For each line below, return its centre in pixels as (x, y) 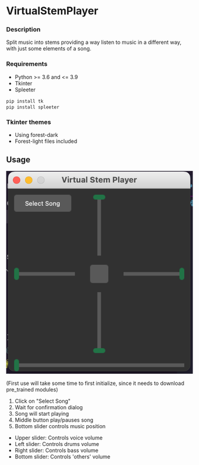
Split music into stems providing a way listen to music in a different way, (94, 42)
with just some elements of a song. (49, 49)
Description (23, 30)
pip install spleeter (33, 107)
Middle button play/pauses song (54, 420)
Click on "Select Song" (43, 401)
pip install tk (25, 101)
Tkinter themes (29, 122)
